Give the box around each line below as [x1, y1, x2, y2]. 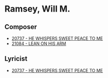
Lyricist [4, 55, 28, 63]
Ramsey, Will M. [4, 3, 71, 15]
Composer [4, 23, 37, 31]
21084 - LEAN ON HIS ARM [11, 41, 66, 47]
